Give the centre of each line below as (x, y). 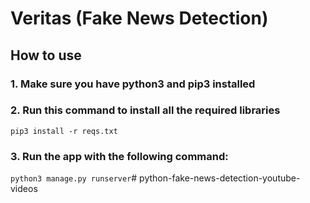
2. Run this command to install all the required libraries (145, 110)
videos (24, 189)
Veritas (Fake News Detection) (139, 18)
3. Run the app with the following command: (119, 156)
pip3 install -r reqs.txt (64, 131)
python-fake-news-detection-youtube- (220, 178)
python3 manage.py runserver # (74, 178)
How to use (46, 55)
